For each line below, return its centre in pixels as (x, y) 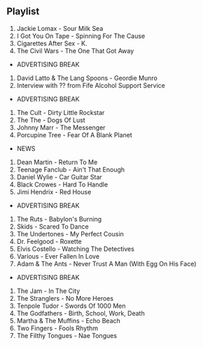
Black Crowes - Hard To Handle (62, 184)
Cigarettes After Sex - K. (52, 43)
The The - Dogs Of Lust (51, 120)
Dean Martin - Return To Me (57, 162)
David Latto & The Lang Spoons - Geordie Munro (87, 78)
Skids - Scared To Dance (52, 226)
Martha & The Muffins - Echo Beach (68, 320)
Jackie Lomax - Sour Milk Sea (60, 28)
